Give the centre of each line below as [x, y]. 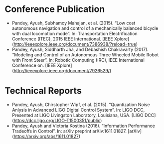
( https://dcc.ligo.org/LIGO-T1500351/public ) [57, 120]
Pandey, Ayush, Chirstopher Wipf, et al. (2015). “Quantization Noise [81, 104]
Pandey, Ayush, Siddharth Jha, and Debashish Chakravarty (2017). [80, 49]
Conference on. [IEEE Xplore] [42, 65]
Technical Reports [43, 91]
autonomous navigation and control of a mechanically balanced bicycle [85, 28]
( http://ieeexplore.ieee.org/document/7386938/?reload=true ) [75, 44]
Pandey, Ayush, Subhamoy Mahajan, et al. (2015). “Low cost [74, 23]
